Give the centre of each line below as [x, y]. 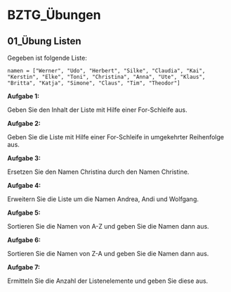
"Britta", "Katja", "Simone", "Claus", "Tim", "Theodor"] [94, 83]
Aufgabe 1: [24, 96]
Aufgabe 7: [24, 267]
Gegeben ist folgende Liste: [47, 58]
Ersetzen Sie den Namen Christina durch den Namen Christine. [98, 172]
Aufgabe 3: [24, 158]
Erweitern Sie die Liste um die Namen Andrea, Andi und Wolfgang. [103, 199]
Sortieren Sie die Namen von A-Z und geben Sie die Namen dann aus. [108, 226]
